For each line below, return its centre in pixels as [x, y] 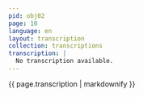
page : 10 [23, 23]
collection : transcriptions [56, 46]
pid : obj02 [27, 16]
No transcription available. [65, 61]
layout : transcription [46, 38]
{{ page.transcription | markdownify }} [72, 84]
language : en [30, 31]
